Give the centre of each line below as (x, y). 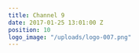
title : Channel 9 (37, 15)
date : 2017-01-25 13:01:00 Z (56, 23)
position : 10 (29, 30)
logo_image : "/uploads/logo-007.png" (70, 37)
